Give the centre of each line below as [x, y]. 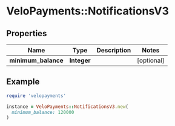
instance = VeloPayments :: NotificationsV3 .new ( [68, 107]
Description [114, 50]
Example [23, 82]
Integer [80, 60]
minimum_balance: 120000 [43, 112]
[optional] [150, 60]
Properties [27, 33]
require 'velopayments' [36, 96]
